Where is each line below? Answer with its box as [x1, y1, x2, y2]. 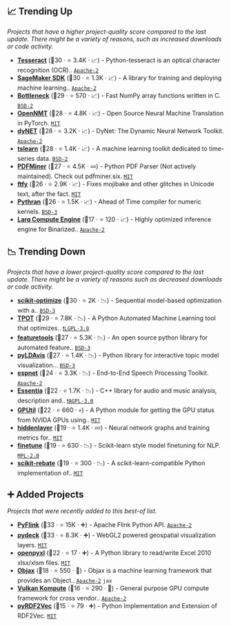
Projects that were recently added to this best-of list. [7, 507, 157, 516]
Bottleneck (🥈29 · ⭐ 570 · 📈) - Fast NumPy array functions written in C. [17, 91, 221, 99]
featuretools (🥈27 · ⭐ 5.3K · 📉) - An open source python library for [17, 333, 208, 342]
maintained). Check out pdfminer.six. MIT [17, 172, 133, 180]
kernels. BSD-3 [17, 207, 57, 215]
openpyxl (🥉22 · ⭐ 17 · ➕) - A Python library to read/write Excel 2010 [17, 549, 212, 557]
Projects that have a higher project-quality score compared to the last [7, 27, 207, 36]
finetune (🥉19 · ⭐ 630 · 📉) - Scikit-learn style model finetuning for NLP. [17, 441, 221, 449]
